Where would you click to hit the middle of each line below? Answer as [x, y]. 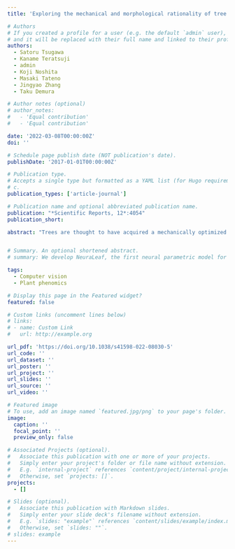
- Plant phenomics [41, 283]
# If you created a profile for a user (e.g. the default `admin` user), [117, 33]
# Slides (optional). [39, 502]
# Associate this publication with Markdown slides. [89, 508]
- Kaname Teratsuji [42, 59]
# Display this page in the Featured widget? [74, 295]
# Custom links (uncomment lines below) [67, 315]
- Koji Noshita [36, 72]
